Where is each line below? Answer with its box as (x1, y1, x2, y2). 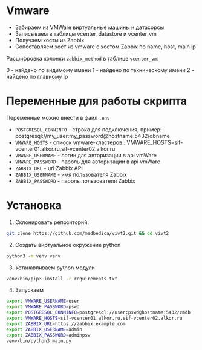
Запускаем (15, 286, 44, 294)
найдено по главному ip (6, 73, 68, 80)
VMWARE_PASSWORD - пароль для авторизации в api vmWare (15, 158, 160, 165)
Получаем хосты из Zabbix (15, 36, 85, 44)
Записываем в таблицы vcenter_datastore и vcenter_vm (15, 30, 157, 37)
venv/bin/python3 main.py (6, 337, 71, 344)
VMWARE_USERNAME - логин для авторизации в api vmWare (15, 151, 157, 159)
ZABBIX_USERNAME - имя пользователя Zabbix (15, 171, 127, 178)
